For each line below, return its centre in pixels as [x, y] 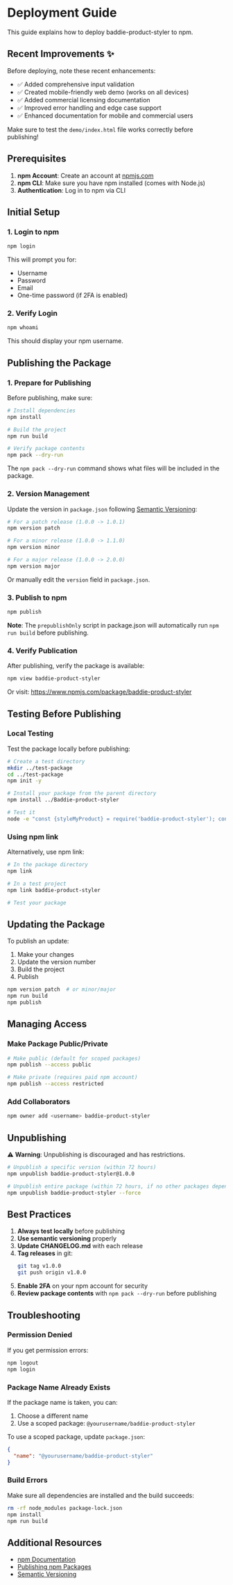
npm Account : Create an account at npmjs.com [85, 175]
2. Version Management [49, 494]
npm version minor [34, 548]
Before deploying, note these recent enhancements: [81, 70]
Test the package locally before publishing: [69, 749]
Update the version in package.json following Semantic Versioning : [102, 509]
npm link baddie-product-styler [54, 890]
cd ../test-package [35, 774]
